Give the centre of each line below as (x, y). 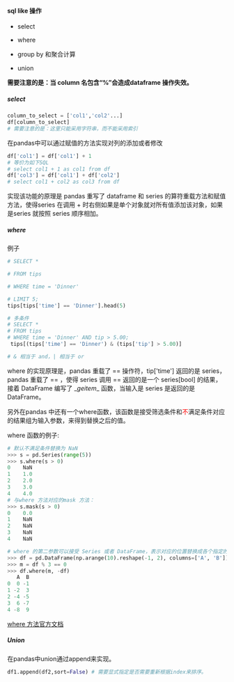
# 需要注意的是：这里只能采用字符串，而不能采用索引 (72, 129)
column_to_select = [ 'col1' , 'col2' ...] (65, 116)
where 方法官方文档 (36, 624)
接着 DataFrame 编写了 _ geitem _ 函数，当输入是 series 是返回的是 (101, 388)
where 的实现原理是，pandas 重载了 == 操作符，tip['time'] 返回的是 (104, 371)
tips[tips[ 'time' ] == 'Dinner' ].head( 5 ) (67, 306)
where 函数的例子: (33, 435)
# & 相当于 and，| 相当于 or (46, 356)
